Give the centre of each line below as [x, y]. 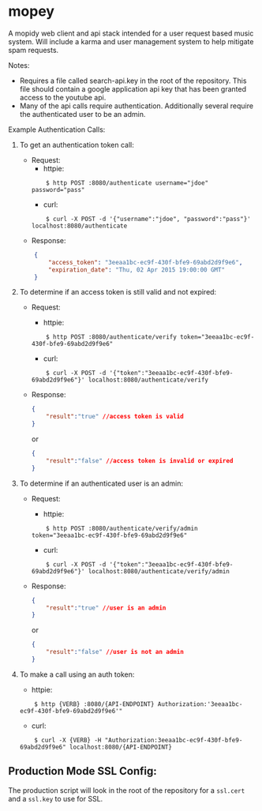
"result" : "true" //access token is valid [115, 417]
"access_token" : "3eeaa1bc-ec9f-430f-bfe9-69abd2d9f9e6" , [146, 262]
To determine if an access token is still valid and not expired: [118, 292]
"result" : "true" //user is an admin [106, 608]
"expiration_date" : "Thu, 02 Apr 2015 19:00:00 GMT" [137, 270]
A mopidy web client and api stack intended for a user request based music [131, 33]
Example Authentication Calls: [57, 130]
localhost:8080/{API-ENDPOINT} [121, 747]
